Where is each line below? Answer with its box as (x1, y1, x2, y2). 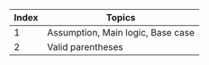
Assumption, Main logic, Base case (47, 27, 195, 38)
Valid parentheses (47, 41, 123, 53)
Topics (105, 12, 136, 23)
